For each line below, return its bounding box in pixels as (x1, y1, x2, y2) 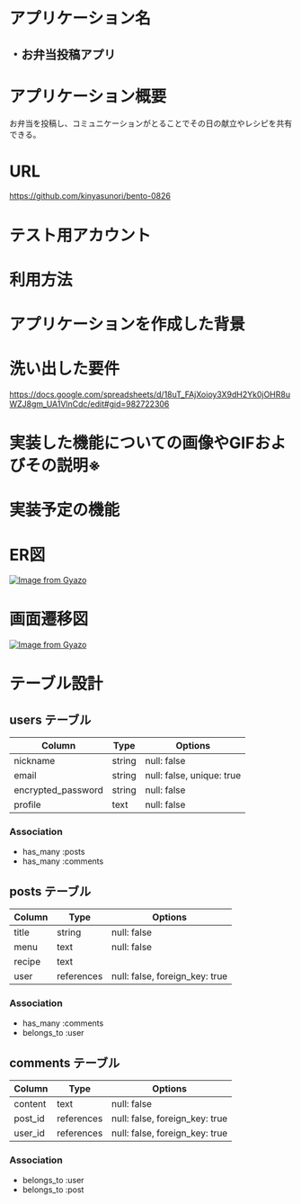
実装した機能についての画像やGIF (9, 433, 255, 454)
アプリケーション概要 (9, 86, 167, 106)
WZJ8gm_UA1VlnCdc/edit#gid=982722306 (9, 398, 170, 409)
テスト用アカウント (9, 225, 152, 246)
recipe (13, 956, 41, 968)
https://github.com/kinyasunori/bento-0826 (9, 191, 171, 202)
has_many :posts (22, 846, 85, 857)
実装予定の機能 (9, 500, 120, 520)
